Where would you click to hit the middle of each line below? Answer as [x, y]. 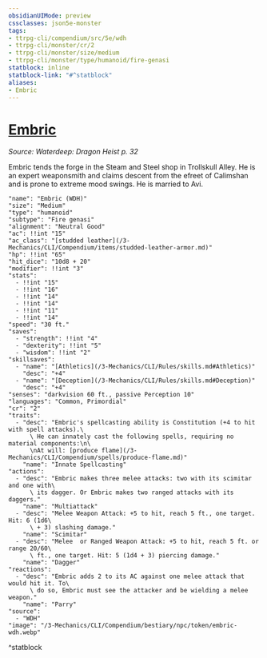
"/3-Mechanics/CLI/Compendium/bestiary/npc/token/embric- [139, 626]
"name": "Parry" [50, 604]
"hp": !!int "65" [37, 255]
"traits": [25, 416]
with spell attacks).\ [46, 430]
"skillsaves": [32, 360]
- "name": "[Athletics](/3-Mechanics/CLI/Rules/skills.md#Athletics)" [135, 367]
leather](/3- [108, 241]
